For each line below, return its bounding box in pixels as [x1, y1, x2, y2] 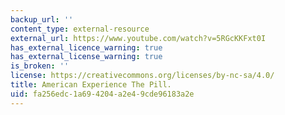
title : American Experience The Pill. [10, 80, 172, 90]
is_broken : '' [10, 61, 70, 71]
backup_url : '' [10, 14, 74, 25]
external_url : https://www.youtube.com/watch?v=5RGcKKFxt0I [10, 33, 267, 43]
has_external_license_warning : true [10, 52, 163, 62]
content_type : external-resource [10, 24, 150, 34]
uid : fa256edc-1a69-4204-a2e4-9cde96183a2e [10, 89, 195, 99]
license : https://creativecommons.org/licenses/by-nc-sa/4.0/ [10, 71, 275, 81]
